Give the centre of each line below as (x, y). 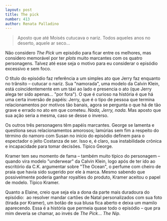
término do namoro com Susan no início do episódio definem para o (75, 136)
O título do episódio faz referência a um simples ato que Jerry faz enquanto (83, 78)
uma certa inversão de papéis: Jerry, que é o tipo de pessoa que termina (80, 100)
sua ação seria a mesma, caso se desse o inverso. (57, 116)
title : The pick (22, 14)
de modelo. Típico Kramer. (32, 183)
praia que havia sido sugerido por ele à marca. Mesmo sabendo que (75, 172)
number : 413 (17, 19)
